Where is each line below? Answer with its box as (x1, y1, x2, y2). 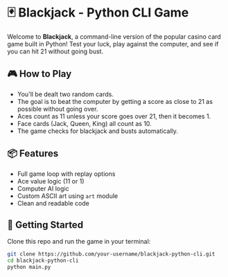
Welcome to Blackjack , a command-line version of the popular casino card (7, 32, 222, 41)
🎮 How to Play (7, 68, 72, 80)
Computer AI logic (17, 184, 69, 193)
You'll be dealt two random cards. (17, 90, 114, 98)
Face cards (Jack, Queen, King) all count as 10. (17, 119, 152, 127)
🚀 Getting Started (7, 219, 84, 231)
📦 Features (7, 148, 59, 159)
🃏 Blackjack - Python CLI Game (7, 5, 189, 21)
